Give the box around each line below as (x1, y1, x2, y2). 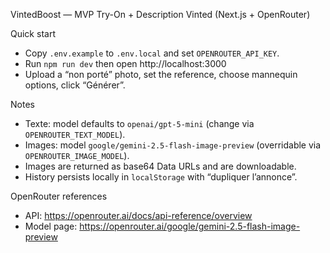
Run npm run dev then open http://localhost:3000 (24, 58, 227, 69)
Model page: (24, 220, 78, 232)
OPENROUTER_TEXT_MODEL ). (24, 129, 126, 140)
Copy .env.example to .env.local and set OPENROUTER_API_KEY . (24, 47, 280, 59)
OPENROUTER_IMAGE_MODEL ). (24, 150, 130, 161)
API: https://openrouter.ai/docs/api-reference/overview (24, 210, 253, 221)
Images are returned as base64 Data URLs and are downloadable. (24, 160, 297, 172)
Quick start (10, 28, 56, 39)
